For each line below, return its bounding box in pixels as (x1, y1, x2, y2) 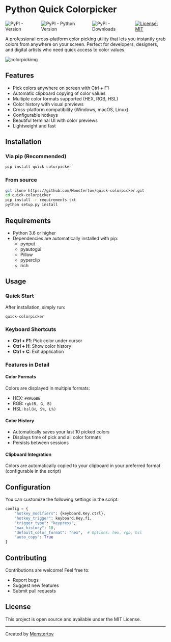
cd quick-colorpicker (5, 193, 51, 198)
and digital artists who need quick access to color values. (5, 46, 126, 53)
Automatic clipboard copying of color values (12, 90, 106, 96)
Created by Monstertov (5, 631, 54, 637)
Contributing (5, 553, 47, 562)
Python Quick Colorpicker (5, 4, 117, 15)
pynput (20, 241, 36, 247)
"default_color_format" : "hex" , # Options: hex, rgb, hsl (14, 530, 142, 535)
